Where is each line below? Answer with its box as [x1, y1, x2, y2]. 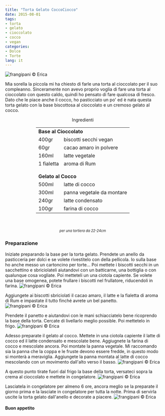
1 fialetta [38, 160, 59, 167]
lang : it [5, 58, 23, 63]
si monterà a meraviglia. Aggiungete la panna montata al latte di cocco [5, 354, 148, 360]
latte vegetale [64, 152, 95, 159]
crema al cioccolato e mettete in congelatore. [5, 373, 97, 379]
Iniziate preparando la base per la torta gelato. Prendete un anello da [5, 251, 144, 257]
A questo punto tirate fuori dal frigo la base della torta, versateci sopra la [5, 368, 153, 374]
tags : [5, 16, 16, 21]
